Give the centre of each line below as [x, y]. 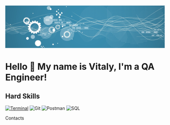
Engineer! [26, 78]
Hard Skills [23, 96]
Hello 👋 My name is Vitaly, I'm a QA [80, 67]
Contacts [15, 118]
